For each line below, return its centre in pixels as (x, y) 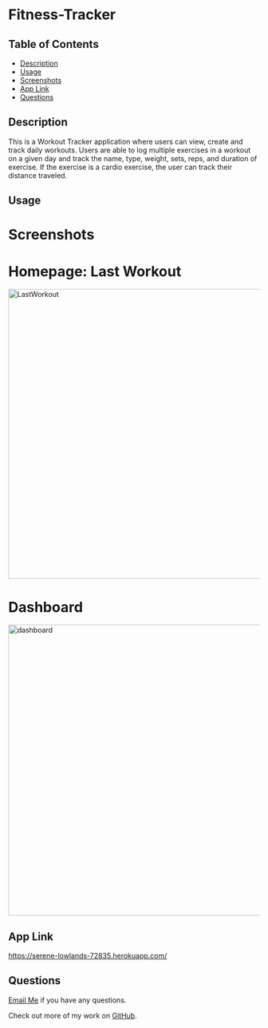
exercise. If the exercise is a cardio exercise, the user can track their (120, 167)
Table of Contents (54, 44)
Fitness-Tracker (62, 15)
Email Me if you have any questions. (67, 1000)
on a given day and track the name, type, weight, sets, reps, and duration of (133, 158)
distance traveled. (38, 175)
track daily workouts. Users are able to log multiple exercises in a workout (130, 150)
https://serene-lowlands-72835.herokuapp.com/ (88, 956)
